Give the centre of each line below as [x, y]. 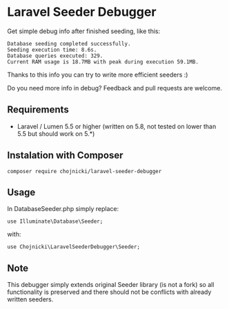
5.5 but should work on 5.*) [56, 133]
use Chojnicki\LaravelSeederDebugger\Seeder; [73, 247]
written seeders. [30, 299]
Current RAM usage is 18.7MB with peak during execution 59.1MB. [103, 62]
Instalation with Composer [65, 156]
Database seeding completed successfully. [69, 43]
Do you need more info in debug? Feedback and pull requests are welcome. [115, 88]
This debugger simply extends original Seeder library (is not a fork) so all [111, 285]
